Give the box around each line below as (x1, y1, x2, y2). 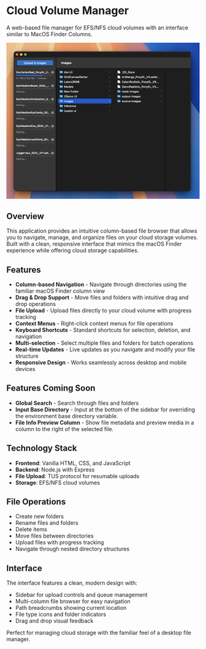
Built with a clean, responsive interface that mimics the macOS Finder (6, 240, 182, 248)
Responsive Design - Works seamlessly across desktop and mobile (15, 359, 187, 366)
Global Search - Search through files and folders (15, 399, 139, 407)
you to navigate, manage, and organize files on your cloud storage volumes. (6, 234, 198, 241)
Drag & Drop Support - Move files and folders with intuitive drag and (15, 293, 189, 301)
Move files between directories (15, 532, 94, 539)
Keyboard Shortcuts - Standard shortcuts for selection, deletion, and (15, 326, 191, 334)
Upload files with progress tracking (15, 539, 104, 546)
